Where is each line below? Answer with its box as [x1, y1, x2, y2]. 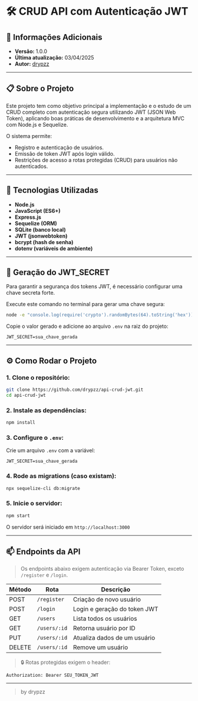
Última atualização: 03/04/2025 [14, 54, 94, 61]
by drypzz [20, 688, 45, 696]
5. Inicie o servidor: [6, 499, 62, 508]
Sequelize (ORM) [14, 219, 57, 227]
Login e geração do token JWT [72, 605, 159, 613]
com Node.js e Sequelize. [6, 121, 68, 128]
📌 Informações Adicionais [6, 32, 103, 42]
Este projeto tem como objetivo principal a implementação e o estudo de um [6, 102, 192, 109]
